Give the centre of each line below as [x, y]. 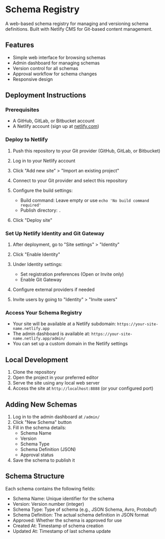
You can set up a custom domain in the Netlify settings [70, 344]
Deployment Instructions [46, 95]
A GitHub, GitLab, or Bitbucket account [53, 121]
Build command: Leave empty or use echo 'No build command [85, 200]
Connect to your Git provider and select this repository [70, 181]
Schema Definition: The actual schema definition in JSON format [81, 514]
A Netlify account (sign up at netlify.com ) [56, 126]
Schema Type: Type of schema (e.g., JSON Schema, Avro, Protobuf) [85, 509]
